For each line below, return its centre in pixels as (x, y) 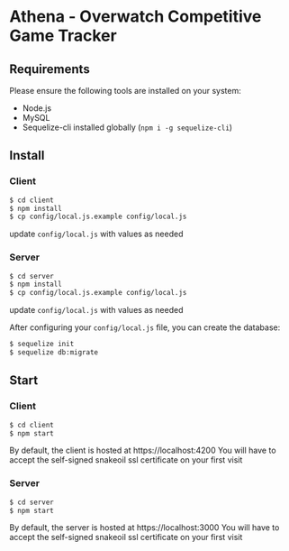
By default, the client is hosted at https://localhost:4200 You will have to (143, 450)
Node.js (37, 108)
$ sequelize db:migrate (54, 353)
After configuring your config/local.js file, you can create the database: (145, 327)
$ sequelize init (42, 344)
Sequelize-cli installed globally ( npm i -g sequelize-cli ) (127, 127)
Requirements (50, 69)
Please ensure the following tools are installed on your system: (125, 91)
